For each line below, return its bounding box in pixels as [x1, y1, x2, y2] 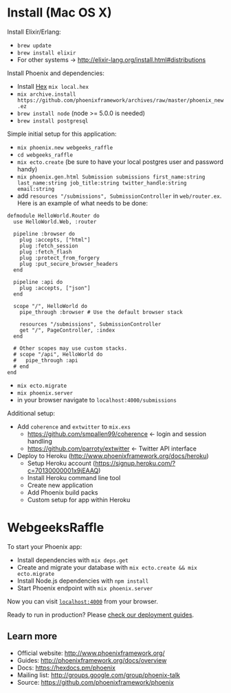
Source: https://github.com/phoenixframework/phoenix [16, 678, 174, 686]
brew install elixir [16, 50, 76, 56]
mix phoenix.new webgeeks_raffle [16, 144, 113, 151]
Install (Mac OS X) [7, 5, 112, 21]
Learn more [7, 630, 58, 642]
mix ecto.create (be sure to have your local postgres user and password [16, 157, 223, 166]
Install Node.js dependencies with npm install [16, 577, 149, 585]
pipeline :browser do [13, 230, 76, 237]
